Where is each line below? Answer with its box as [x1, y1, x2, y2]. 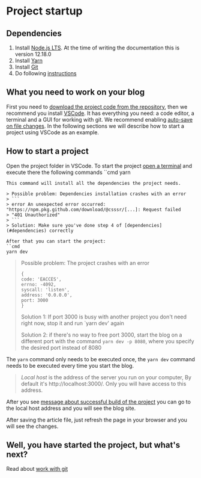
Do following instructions [14, 70, 77, 76]
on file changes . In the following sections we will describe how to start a [6, 122, 185, 129]
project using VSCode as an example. [6, 128, 99, 136]
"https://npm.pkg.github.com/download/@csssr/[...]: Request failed [6, 206, 181, 213]
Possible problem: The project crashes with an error [20, 259, 150, 266]
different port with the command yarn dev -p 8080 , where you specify [20, 337, 194, 344]
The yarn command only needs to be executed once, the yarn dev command [6, 355, 195, 362]
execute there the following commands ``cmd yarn [6, 169, 131, 176]
